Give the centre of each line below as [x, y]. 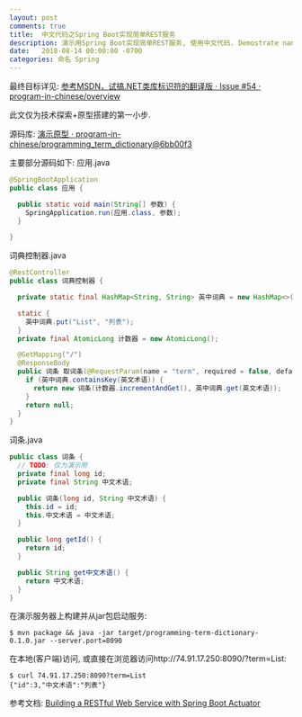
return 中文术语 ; [55, 581]
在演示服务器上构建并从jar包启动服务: [78, 616]
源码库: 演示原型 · [41, 134]
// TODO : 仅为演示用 [53, 466]
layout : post [34, 18]
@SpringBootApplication [54, 180]
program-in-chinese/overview [65, 96]
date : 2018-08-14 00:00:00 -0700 [76, 51]
